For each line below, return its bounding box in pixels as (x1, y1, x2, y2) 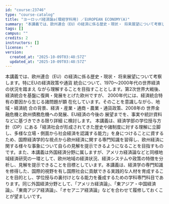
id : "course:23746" (5, 7, 46, 13)
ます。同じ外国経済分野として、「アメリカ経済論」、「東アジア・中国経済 (9, 181, 156, 187)
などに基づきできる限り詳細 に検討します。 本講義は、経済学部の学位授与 (5, 118, 157, 124)
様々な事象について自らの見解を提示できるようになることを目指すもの (18, 143, 164, 149)
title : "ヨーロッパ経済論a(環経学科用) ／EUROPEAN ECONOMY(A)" (5, 17, 130, 22)
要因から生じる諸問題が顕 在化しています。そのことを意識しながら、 (14, 99, 156, 105)
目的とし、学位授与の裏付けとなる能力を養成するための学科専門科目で (14, 175, 159, 181)
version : (5, 49, 24, 55)
